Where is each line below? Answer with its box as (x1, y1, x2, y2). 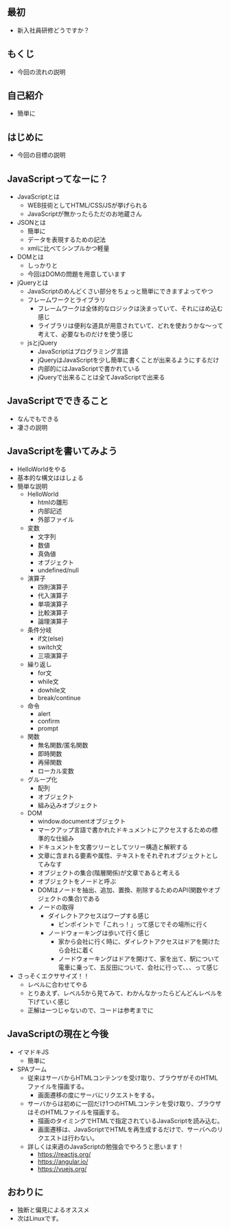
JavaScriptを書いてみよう (7, 446, 118, 457)
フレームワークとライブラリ (27, 296, 106, 304)
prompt (37, 724, 58, 732)
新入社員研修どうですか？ (16, 26, 90, 34)
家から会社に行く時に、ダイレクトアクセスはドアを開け (58, 937, 214, 946)
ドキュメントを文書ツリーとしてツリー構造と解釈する (37, 842, 188, 851)
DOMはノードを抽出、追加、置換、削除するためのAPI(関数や (37, 886, 209, 894)
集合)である (67, 894, 101, 902)
